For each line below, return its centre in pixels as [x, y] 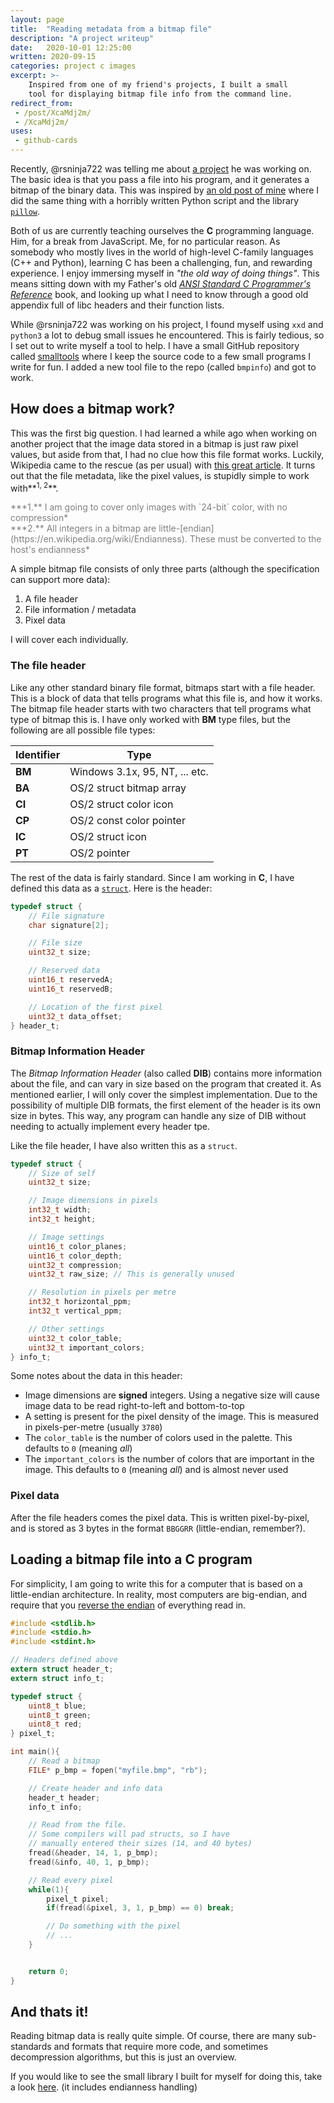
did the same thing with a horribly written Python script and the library [155, 200]
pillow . [25, 211]
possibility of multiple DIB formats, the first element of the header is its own [166, 1105]
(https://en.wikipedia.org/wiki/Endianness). [99, 539]
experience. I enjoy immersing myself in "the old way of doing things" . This [165, 273]
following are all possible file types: [83, 730]
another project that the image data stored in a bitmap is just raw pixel [154, 443]
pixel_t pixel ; [78, 1899]
